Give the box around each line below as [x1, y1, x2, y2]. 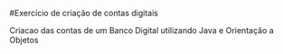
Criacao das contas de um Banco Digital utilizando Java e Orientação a [9, 25, 274, 35]
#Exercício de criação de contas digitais [9, 8, 158, 18]
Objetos [9, 35, 39, 45]
